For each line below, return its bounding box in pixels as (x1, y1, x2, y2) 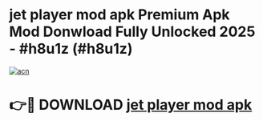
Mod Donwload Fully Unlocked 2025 (9, 22, 256, 41)
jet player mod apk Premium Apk (9, 6, 231, 24)
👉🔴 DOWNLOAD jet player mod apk (9, 96, 253, 114)
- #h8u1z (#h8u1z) (9, 40, 133, 58)
